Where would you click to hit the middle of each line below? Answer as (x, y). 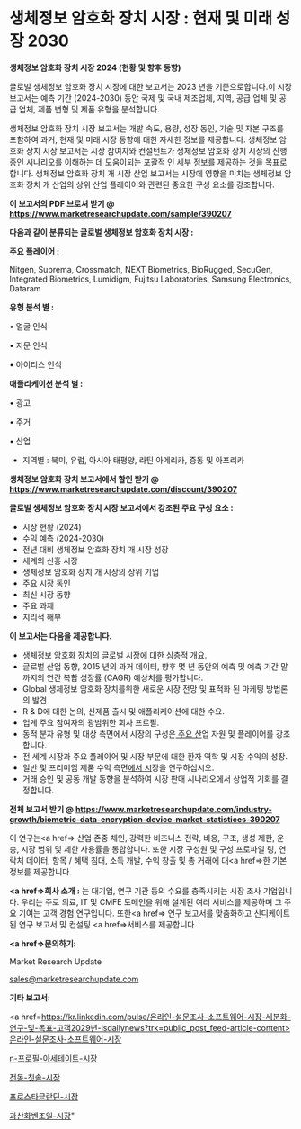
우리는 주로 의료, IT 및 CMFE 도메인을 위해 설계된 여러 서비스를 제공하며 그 (152, 901)
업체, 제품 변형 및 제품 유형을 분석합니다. (89, 109)
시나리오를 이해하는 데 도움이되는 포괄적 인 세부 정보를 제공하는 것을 (144, 162)
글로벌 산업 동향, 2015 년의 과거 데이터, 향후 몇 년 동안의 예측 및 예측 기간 (150, 666)
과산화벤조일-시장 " (42, 1116)
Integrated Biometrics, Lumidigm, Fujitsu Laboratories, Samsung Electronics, (150, 279)
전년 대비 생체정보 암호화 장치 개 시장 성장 (95, 549)
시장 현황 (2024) (52, 526)
